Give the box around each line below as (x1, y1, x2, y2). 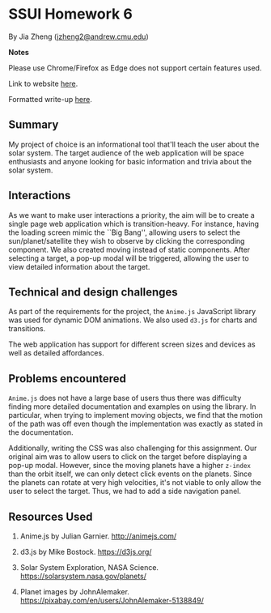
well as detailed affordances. (8, 348, 104, 358)
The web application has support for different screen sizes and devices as (8, 339, 256, 349)
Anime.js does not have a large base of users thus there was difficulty (8, 394, 242, 403)
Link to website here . (8, 79, 78, 88)
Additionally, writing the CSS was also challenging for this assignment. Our (8, 443, 257, 453)
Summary (8, 118, 59, 132)
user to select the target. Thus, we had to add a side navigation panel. (8, 487, 241, 496)
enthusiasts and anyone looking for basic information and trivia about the (8, 156, 252, 166)
